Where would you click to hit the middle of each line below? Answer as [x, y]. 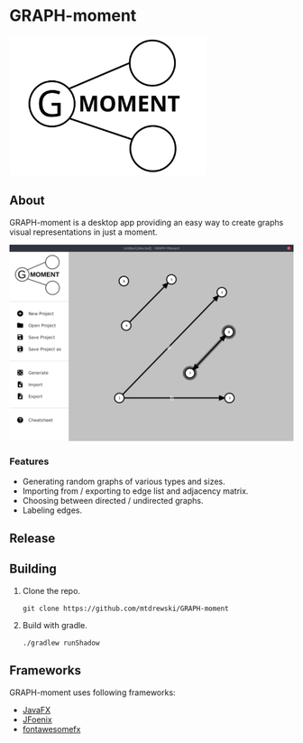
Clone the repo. [51, 590]
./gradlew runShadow [61, 643]
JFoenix [37, 720]
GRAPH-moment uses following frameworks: [92, 692]
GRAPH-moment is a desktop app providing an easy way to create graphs [147, 222]
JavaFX [37, 710]
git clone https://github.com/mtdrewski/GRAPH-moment [125, 608]
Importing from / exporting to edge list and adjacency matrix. [135, 491]
